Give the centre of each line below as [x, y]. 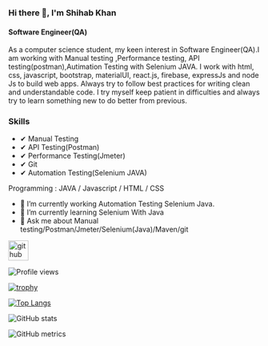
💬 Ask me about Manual [59, 221]
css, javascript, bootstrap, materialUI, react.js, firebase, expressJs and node [134, 75]
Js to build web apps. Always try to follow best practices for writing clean [129, 84]
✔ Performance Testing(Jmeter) [72, 156]
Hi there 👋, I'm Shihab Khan [62, 13]
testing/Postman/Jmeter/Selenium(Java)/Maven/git [104, 229]
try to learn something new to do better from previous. [98, 101]
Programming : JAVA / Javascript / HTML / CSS [86, 188]
